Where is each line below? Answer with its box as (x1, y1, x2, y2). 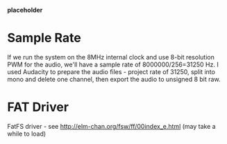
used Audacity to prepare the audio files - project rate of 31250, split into (7, 67, 215, 75)
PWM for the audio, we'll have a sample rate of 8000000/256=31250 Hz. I (7, 60, 219, 69)
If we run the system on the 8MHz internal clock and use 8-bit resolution (7, 53, 215, 61)
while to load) (7, 129, 47, 138)
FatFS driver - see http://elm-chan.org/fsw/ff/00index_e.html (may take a (7, 122, 217, 130)
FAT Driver (7, 100, 69, 115)
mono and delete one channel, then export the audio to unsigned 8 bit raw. (7, 75, 221, 83)
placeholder (7, 6, 43, 14)
